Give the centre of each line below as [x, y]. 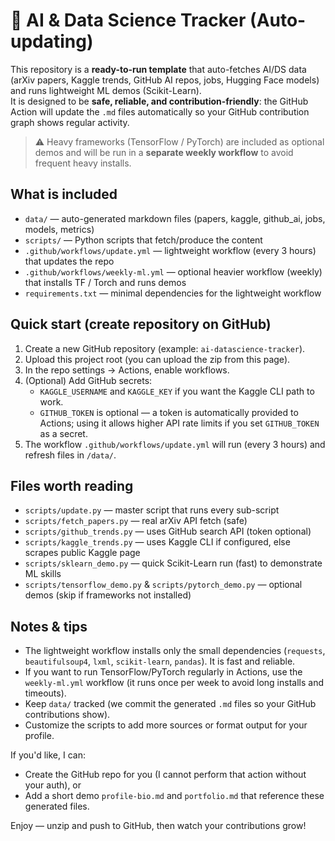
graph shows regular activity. [70, 122]
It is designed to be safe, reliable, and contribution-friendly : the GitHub [159, 101]
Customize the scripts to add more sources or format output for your [166, 725]
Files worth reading [72, 485]
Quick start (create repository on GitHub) [141, 324]
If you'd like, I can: [48, 755]
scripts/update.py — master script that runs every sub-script [152, 510]
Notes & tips [49, 626]
